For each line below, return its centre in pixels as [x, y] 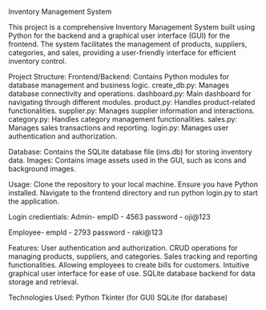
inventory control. [37, 61]
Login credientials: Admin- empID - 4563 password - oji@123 [109, 217]
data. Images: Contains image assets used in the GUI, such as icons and [127, 160]
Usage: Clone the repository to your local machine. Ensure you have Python [133, 184]
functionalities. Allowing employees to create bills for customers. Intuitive [129, 265]
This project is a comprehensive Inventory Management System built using [132, 27]
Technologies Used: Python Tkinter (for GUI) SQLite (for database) [118, 297]
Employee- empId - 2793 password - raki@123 [85, 232]
